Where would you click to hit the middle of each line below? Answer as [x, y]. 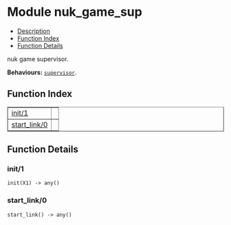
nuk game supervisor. [38, 58]
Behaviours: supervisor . [42, 72]
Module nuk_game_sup [75, 12]
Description [33, 31]
